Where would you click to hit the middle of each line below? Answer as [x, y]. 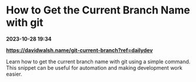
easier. [14, 74]
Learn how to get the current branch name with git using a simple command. [98, 61]
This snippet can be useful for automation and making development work [94, 67]
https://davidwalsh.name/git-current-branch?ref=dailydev [80, 50]
